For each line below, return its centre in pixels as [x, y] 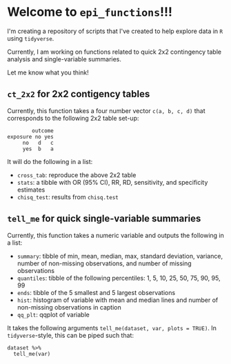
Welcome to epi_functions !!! [90, 12]
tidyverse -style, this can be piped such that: [71, 335]
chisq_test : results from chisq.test [68, 196]
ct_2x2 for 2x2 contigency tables [79, 94]
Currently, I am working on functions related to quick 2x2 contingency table [114, 52]
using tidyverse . [31, 38]
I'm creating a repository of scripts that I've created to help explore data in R [115, 31]
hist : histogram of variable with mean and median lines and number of [118, 300]
